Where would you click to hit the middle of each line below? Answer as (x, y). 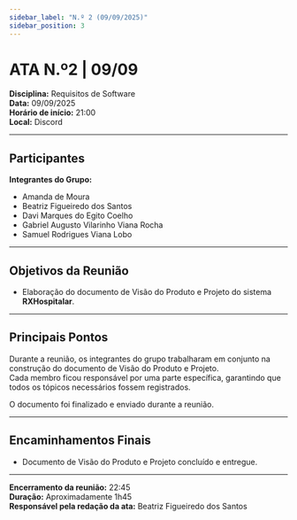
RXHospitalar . (48, 301)
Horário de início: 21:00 (53, 113)
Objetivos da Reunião (69, 271)
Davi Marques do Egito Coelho (77, 216)
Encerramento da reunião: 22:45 (70, 487)
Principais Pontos (59, 338)
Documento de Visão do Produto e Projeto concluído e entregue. (140, 462)
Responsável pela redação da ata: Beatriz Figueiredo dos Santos (128, 506)
